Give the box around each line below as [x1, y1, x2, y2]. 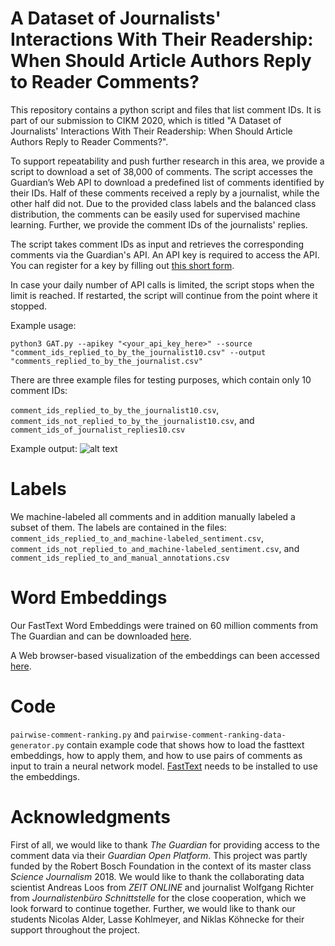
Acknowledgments [10, 805, 172, 828]
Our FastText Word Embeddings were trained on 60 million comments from [10, 619, 318, 631]
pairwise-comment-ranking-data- [151, 730, 287, 740]
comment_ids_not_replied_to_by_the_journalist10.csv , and [10, 414, 255, 426]
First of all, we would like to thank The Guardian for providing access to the [10, 838, 320, 851]
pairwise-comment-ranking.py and [10, 728, 150, 740]
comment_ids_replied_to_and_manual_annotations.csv [10, 553, 230, 563]
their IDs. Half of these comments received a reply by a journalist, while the [10, 187, 320, 199]
